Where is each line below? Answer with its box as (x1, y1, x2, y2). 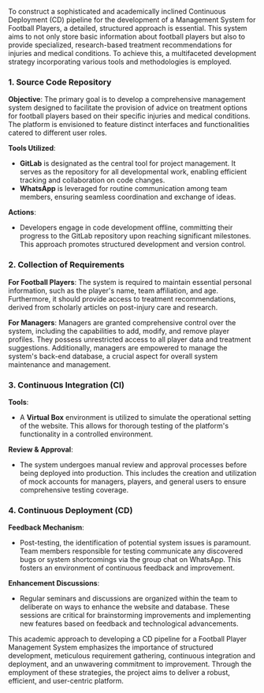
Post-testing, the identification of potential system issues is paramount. (19, 538, 251, 548)
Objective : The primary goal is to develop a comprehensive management (8, 95, 246, 104)
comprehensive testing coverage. (19, 485, 128, 494)
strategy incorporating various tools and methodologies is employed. (8, 57, 232, 66)
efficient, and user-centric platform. (8, 676, 125, 686)
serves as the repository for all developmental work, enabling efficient (19, 167, 247, 177)
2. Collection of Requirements (8, 260, 125, 271)
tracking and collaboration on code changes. (19, 175, 165, 185)
